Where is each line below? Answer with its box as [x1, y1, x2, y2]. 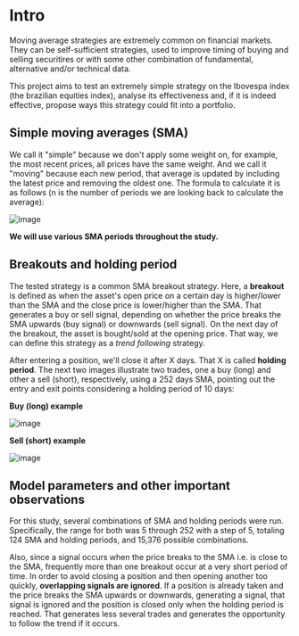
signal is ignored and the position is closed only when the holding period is [9, 599, 284, 610]
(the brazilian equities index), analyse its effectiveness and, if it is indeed [9, 90, 277, 101]
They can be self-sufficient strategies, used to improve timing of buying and [9, 44, 289, 54]
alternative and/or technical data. [9, 63, 131, 74]
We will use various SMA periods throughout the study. [9, 231, 219, 242]
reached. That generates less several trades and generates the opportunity [9, 608, 286, 620]
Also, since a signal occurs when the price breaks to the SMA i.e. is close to [9, 552, 288, 563]
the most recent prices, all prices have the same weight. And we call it [9, 158, 267, 169]
